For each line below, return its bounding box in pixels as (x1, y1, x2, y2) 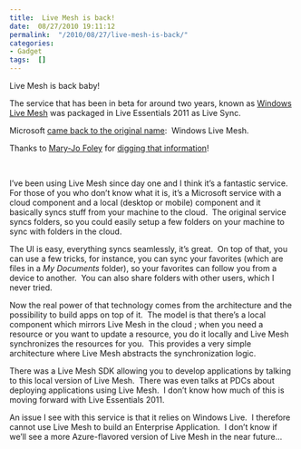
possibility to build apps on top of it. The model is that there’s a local (9, 309, 266, 320)
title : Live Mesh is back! (9, 13, 116, 23)
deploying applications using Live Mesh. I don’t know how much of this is (9, 385, 285, 395)
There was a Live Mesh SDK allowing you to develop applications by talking (9, 366, 292, 376)
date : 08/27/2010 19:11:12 (9, 22, 116, 31)
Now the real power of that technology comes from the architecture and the (9, 300, 293, 310)
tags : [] (9, 55, 47, 64)
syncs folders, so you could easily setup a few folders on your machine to (9, 217, 286, 227)
